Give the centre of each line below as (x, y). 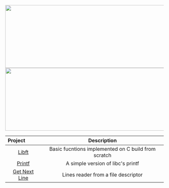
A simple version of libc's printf (102, 163)
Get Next (23, 172)
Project (17, 140)
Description (102, 140)
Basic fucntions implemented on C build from (103, 149)
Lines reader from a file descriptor (102, 175)
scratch (102, 155)
